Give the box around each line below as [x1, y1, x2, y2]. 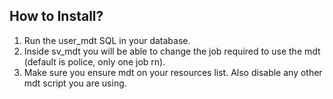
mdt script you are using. [23, 77, 127, 89]
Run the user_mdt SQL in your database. [23, 34, 191, 46]
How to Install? [9, 8, 104, 25]
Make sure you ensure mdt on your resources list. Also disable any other [23, 66, 323, 78]
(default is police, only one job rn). [23, 55, 166, 68]
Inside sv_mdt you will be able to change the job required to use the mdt [23, 45, 321, 57]
